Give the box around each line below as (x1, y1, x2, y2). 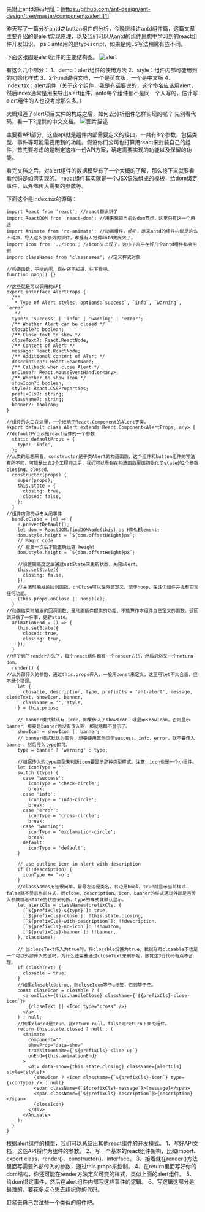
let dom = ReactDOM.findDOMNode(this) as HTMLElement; (17, 527, 160, 533)
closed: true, (22, 631, 59, 637)
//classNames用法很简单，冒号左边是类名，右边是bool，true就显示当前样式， (17, 884, 191, 890)
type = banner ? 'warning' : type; (17, 747, 108, 753)
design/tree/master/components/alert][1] (6, 12, 110, 20)
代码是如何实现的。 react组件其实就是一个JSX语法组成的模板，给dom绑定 (11, 174, 198, 182)
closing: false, (22, 572, 64, 578)
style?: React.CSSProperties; (12, 386, 89, 392)
